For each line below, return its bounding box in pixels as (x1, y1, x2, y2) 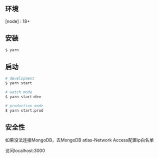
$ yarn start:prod (5, 108, 43, 113)
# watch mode (5, 90, 32, 95)
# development (5, 76, 35, 81)
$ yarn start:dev (5, 94, 41, 99)
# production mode (5, 103, 43, 108)
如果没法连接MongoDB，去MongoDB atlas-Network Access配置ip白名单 (5, 137, 154, 143)
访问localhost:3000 (5, 148, 45, 154)
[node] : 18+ (5, 18, 30, 24)
